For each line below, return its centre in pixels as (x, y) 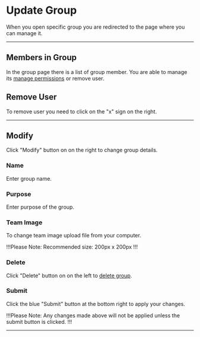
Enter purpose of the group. (40, 207)
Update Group (42, 10)
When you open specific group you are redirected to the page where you (96, 27)
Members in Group (41, 58)
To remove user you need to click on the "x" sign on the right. (82, 112)
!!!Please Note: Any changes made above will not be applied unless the (93, 315)
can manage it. (24, 33)
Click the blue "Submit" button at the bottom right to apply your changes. (96, 304)
